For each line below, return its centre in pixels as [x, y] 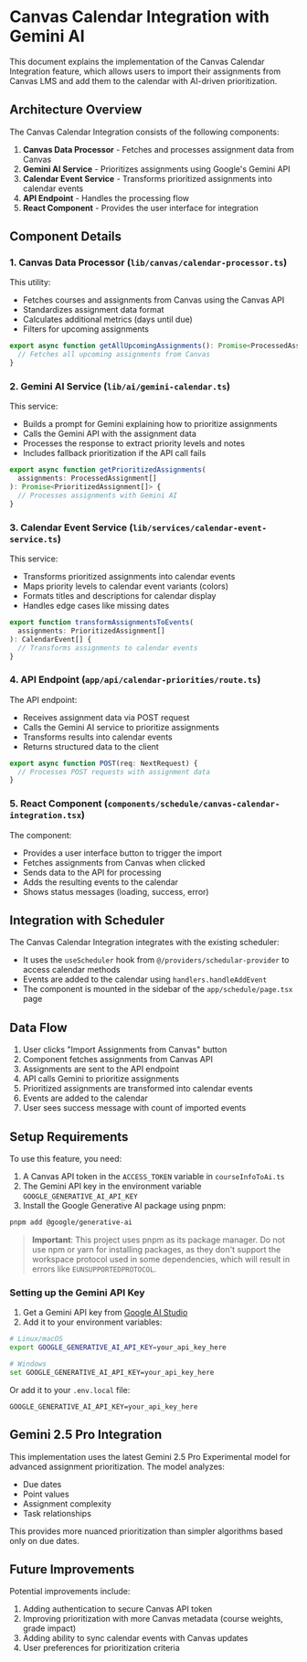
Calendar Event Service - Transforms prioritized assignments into [147, 178]
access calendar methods [71, 970]
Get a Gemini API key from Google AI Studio [105, 1313]
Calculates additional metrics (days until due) [108, 320]
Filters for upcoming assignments [85, 329]
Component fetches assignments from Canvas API [117, 1060]
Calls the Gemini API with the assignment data [109, 434]
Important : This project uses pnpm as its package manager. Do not [159, 1240]
